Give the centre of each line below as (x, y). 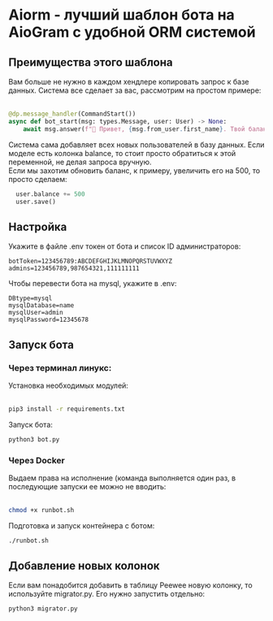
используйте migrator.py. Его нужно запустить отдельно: (107, 594)
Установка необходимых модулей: (68, 385)
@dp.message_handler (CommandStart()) (72, 114)
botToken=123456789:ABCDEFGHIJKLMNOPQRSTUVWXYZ (91, 262)
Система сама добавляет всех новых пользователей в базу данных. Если (136, 145)
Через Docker (37, 460)
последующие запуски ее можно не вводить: (87, 486)
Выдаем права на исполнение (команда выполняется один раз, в (122, 478)
